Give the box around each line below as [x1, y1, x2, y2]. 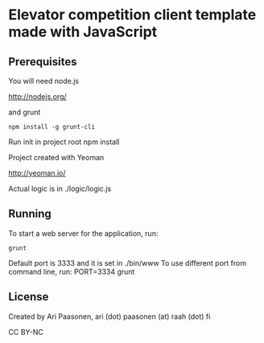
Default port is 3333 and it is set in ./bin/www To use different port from [8, 258, 247, 267]
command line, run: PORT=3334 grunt [8, 267, 135, 276]
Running [8, 207, 52, 221]
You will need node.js [8, 76, 79, 85]
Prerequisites [8, 55, 77, 68]
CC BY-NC [8, 327, 44, 337]
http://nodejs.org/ [8, 92, 67, 101]
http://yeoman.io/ [8, 168, 66, 178]
